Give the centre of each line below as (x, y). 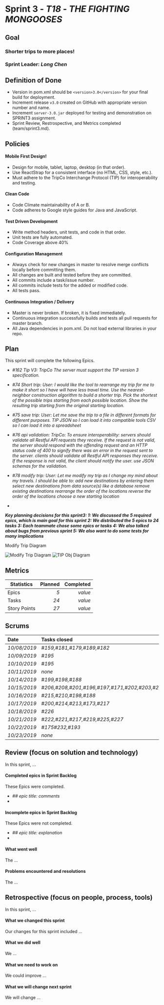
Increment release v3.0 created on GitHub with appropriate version (79, 103)
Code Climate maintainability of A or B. (51, 205)
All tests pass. (26, 291)
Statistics (21, 584)
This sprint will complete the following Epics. (50, 361)
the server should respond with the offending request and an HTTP (80, 445)
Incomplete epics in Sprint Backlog (41, 812)
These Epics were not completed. (39, 823)
